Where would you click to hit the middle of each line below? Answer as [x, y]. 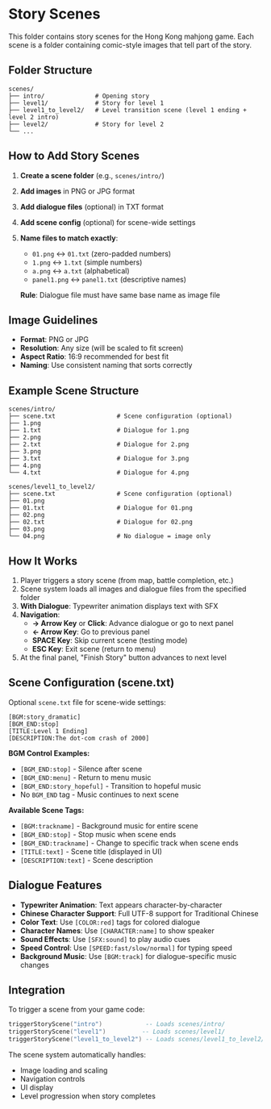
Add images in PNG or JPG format [77, 191]
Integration [37, 990]
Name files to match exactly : [69, 238]
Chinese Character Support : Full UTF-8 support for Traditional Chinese [140, 913]
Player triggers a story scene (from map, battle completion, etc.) [127, 580]
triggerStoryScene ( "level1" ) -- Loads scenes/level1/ [117, 1032]
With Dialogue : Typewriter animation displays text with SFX [119, 606]
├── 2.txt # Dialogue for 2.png [99, 444]
